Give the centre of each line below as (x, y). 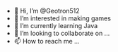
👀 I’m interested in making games (63, 18)
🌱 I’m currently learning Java (56, 26)
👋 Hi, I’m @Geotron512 (47, 11)
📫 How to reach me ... (47, 41)
